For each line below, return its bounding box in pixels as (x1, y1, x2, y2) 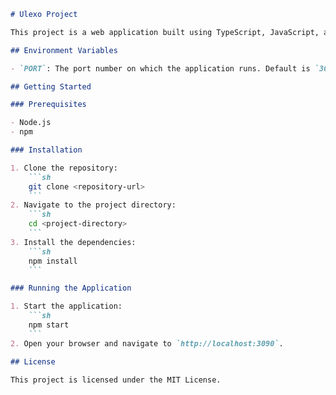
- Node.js (10, 118, 52, 128)
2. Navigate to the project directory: (10, 200, 177, 210)
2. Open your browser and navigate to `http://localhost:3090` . (10, 338, 284, 349)
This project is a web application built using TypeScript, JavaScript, (10, 27, 320, 37)
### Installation (10, 145, 83, 155)
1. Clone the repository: (10, 163, 118, 173)
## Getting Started (10, 81, 92, 92)
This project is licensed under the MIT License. (10, 375, 222, 385)
